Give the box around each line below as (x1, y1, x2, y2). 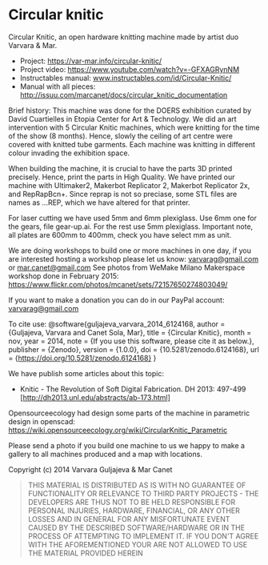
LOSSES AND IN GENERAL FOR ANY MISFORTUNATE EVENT (27, 514, 230, 523)
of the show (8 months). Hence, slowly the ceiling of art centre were (8, 130, 234, 141)
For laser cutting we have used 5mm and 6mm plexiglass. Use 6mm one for (8, 213, 258, 222)
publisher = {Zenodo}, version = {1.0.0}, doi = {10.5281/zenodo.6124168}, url (8, 344, 260, 354)
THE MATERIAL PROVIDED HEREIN (27, 548, 144, 558)
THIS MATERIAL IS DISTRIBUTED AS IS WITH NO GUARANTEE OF (27, 480, 246, 490)
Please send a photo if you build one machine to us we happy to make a (8, 440, 246, 450)
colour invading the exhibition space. (8, 148, 130, 158)
